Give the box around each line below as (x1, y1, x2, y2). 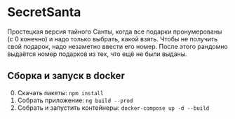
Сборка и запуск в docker (7, 70, 125, 82)
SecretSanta (7, 4, 81, 20)
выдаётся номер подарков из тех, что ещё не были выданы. (7, 50, 187, 58)
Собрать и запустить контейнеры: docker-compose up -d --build (17, 103, 210, 112)
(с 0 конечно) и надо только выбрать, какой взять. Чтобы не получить (7, 34, 218, 43)
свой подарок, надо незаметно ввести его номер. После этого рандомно (7, 42, 228, 50)
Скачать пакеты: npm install (17, 88, 104, 97)
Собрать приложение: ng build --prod (17, 96, 133, 104)
